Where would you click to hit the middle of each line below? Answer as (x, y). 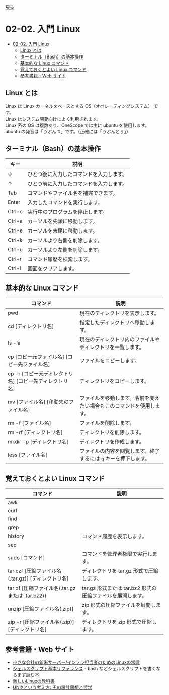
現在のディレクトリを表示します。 (120, 313)
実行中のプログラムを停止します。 (67, 212)
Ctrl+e (15, 230)
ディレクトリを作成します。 (112, 442)
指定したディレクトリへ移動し (115, 323)
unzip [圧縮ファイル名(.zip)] (41, 609)
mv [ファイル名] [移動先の (38, 402)
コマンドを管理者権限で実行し (117, 554)
